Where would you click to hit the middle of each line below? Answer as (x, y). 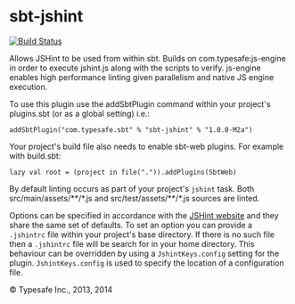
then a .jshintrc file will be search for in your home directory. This (132, 243)
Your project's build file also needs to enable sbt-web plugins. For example (147, 146)
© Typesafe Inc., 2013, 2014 (61, 289)
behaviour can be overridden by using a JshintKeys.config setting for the (144, 253)
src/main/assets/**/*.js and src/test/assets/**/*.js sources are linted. (135, 198)
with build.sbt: (35, 156)
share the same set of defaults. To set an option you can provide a (131, 225)
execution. (29, 86)
